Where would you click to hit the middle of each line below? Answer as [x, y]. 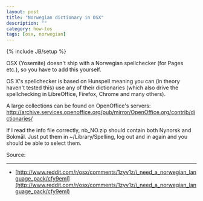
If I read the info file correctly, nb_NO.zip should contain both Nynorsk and [99, 130]
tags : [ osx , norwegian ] [36, 34]
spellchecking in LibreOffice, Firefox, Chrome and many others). [86, 94]
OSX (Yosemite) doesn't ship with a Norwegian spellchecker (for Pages [95, 63]
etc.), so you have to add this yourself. [54, 69]
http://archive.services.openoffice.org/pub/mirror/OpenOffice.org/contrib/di [101, 112]
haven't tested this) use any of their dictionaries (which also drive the [92, 88]
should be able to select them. [44, 143]
